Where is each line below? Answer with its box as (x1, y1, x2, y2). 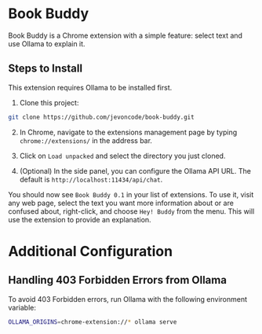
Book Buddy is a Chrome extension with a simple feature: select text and (8, 31, 243, 40)
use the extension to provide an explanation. (8, 215, 151, 224)
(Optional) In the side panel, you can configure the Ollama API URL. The (19, 166, 251, 175)
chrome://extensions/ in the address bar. (19, 135, 153, 145)
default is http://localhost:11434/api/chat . (19, 174, 163, 184)
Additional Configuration (8, 242, 173, 260)
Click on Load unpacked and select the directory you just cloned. (19, 151, 226, 160)
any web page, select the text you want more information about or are (8, 198, 234, 207)
